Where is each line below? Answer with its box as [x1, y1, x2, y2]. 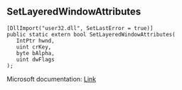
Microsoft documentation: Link [6, 74, 97, 83]
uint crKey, [16, 43, 52, 51]
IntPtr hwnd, [16, 37, 55, 44]
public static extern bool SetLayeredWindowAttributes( [6, 31, 176, 38]
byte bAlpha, [16, 49, 55, 56]
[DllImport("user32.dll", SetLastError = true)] [6, 24, 154, 31]
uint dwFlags [16, 56, 55, 63]
